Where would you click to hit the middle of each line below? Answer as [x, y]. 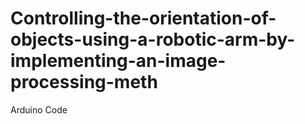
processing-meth [84, 82]
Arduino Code [39, 109]
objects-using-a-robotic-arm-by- [153, 39]
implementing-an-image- [118, 61]
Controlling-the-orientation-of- [143, 18]
